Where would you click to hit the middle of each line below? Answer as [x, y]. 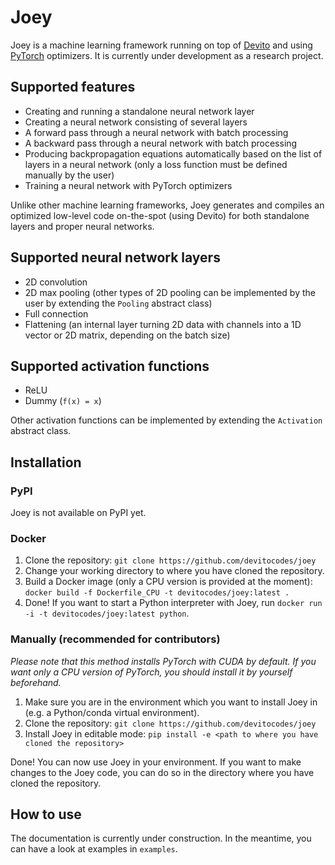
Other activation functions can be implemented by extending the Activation [166, 420]
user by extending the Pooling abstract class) [118, 303]
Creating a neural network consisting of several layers [136, 122]
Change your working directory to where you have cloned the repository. [174, 571]
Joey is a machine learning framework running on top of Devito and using [161, 45]
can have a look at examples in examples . [94, 849]
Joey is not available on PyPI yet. [78, 513]
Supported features [73, 87]
